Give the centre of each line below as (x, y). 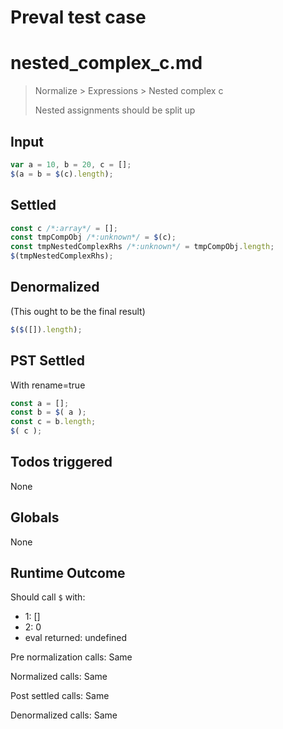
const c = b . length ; (53, 422)
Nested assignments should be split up (115, 110)
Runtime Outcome (68, 573)
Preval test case (78, 17)
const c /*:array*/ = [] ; (64, 228)
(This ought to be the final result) (78, 311)
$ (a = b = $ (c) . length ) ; (62, 174)
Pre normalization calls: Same (71, 657)
